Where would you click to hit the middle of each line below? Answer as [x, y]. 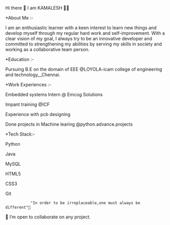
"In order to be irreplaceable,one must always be [85, 203]
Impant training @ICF [28, 104]
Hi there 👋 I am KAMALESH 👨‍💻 [38, 8]
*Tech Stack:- [20, 134]
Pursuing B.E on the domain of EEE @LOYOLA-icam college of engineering [84, 69]
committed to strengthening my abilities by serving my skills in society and [84, 44]
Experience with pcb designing [38, 114]
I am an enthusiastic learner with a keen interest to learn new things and [81, 28]
